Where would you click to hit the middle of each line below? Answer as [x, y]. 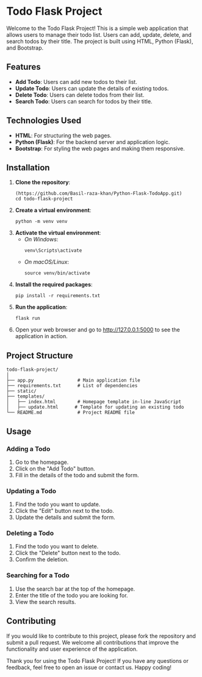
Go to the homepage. [42, 462]
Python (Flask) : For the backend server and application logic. [92, 142]
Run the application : [41, 307]
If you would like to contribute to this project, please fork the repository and [101, 636]
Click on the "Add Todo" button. [55, 468]
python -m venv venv [41, 222]
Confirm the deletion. [42, 559]
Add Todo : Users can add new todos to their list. [76, 81]
